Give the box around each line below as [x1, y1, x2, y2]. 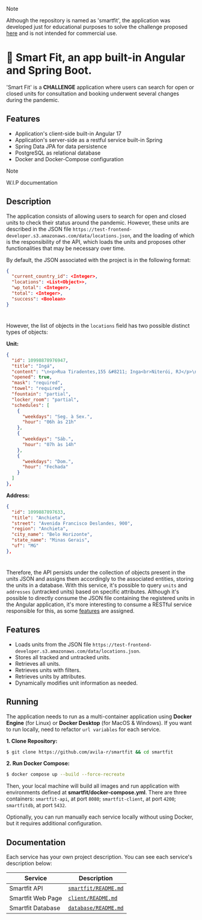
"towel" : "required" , [11, 386, 66, 392]
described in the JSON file [6, 225, 72, 232]
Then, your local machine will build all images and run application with [6, 782, 180, 790]
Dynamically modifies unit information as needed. [14, 679, 138, 686]
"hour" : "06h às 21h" [22, 419, 77, 425]
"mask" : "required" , [11, 380, 63, 386]
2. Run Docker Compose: [6, 760, 70, 767]
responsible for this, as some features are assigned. [6, 607, 135, 615]
